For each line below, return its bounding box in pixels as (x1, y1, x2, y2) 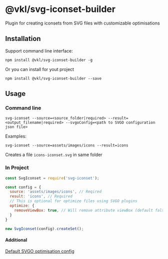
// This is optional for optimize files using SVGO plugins (9, 198, 137, 203)
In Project (5, 164, 29, 171)
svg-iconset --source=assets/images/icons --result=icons (5, 143, 128, 148)
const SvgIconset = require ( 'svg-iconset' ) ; (5, 175, 99, 180)
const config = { (5, 184, 41, 189)
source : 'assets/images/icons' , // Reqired (9, 189, 101, 194)
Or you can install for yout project (5, 66, 74, 72)
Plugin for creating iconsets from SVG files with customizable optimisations (5, 20, 160, 26)
